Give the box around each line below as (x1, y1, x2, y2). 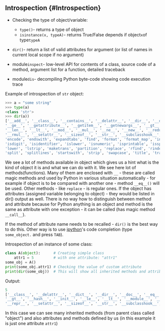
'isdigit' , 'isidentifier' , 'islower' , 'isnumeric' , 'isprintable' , (5, 141, 148, 147)
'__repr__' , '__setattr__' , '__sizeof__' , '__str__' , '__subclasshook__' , (5, 301, 162, 306)
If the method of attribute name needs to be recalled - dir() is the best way (5, 221, 158, 227)
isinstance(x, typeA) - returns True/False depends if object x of (19, 31, 147, 37)
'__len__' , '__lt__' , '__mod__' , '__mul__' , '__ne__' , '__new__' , (5, 128, 144, 133)
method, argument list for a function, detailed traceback (12, 66, 126, 72)
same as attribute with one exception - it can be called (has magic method (5, 207, 156, 212)
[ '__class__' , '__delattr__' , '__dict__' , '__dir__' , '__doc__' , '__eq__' (5, 292, 162, 297)
